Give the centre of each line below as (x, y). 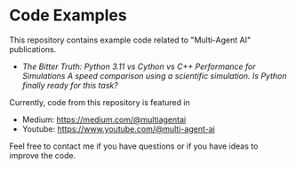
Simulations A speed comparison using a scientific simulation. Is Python (154, 75)
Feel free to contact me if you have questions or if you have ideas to (134, 146)
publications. (33, 49)
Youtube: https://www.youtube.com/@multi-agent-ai (118, 128)
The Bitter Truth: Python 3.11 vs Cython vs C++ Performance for (139, 66)
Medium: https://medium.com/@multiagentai (104, 119)
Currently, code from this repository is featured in (100, 102)
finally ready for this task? (70, 85)
